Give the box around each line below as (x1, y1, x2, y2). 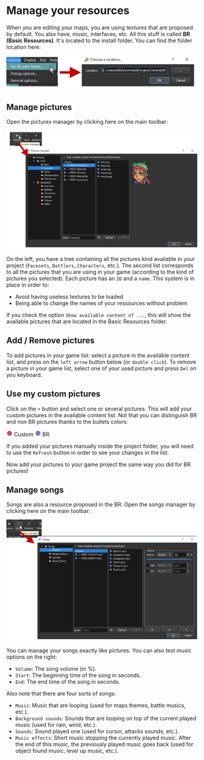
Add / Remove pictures (6, 335, 95, 346)
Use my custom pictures (6, 389, 101, 400)
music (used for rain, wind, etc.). (15, 721, 97, 728)
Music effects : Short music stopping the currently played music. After (15, 734, 191, 741)
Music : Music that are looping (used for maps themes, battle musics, (15, 701, 186, 709)
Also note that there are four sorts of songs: (6, 690, 116, 697)
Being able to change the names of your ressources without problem (15, 299, 188, 307)
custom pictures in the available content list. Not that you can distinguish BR (6, 411, 197, 418)
